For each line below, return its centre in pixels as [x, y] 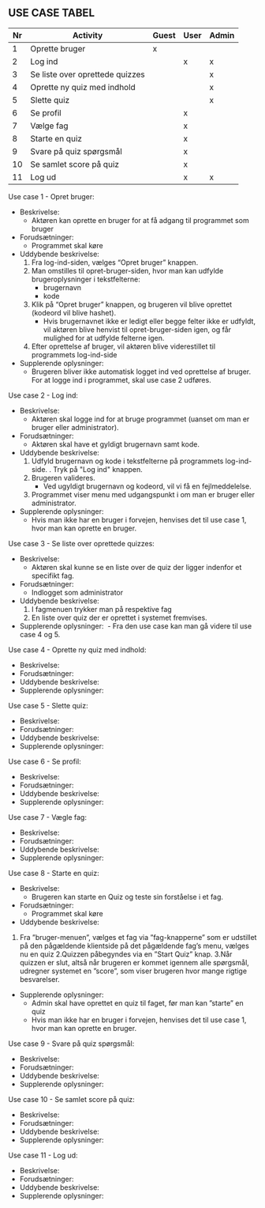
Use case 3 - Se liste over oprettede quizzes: [82, 543]
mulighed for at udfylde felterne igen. [104, 338]
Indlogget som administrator [77, 592]
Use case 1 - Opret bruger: [51, 196]
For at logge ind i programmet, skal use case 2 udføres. [121, 379]
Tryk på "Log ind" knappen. [98, 469]
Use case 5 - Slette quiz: [48, 705]
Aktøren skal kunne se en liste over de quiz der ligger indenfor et [136, 567]
